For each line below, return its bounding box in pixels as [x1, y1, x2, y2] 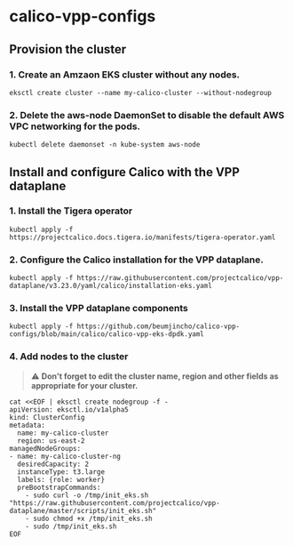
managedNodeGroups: [9, 444, 82, 453]
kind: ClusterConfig [9, 413, 86, 422]
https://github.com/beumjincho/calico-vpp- [76, 322, 241, 331]
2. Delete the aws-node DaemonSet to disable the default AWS [9, 108, 285, 121]
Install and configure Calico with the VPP [9, 165, 240, 180]
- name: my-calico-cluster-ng [9, 452, 122, 461]
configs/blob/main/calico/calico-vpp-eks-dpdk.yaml [9, 330, 204, 339]
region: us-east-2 [17, 436, 86, 446]
